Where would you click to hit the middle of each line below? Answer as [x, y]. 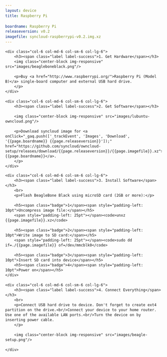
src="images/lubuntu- [127, 117]
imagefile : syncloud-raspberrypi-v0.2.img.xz [53, 37]
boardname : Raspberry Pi [31, 26]
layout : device [21, 10]
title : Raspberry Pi [27, 16]
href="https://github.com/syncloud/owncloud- [53, 146]
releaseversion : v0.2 [28, 32]
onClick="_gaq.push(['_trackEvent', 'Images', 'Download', [68, 136]
